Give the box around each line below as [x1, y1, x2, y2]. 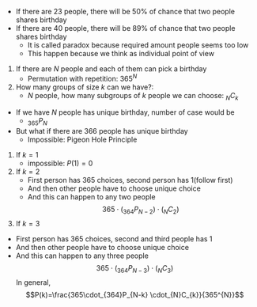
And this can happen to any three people [15, 251, 149, 260]
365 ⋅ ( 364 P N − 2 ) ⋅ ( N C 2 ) [102, 205, 180, 216]
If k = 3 [15, 219, 40, 229]
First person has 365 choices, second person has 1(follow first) [27, 176, 233, 185]
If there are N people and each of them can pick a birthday [15, 64, 207, 74]
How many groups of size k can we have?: [15, 82, 154, 92]
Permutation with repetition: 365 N [27, 73, 138, 83]
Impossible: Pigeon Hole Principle [27, 135, 138, 145]
